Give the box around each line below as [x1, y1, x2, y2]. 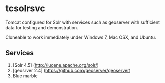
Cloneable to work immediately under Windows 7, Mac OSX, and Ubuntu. [5, 34, 156, 40]
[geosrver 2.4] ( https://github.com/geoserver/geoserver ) [12, 67, 131, 73]
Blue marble [12, 73, 38, 79]
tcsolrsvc [5, 3, 45, 14]
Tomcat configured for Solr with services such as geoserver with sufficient [5, 19, 160, 25]
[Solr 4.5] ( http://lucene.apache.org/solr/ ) [12, 62, 99, 68]
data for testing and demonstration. [5, 24, 79, 30]
